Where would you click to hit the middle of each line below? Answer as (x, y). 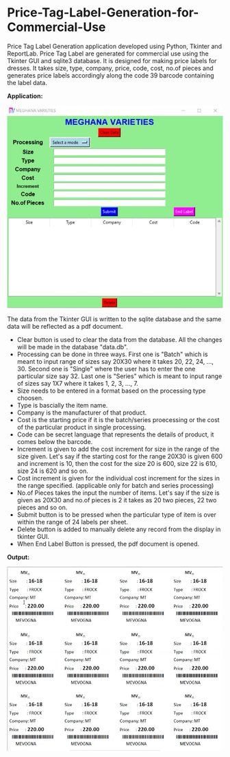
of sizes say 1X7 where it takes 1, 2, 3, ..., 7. (78, 383)
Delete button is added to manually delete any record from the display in (119, 529)
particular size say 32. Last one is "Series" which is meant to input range (119, 376)
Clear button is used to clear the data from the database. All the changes (119, 339)
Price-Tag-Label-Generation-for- (103, 13)
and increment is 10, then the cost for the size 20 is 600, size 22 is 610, (117, 463)
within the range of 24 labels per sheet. (73, 522)
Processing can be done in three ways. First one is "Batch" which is (112, 354)
